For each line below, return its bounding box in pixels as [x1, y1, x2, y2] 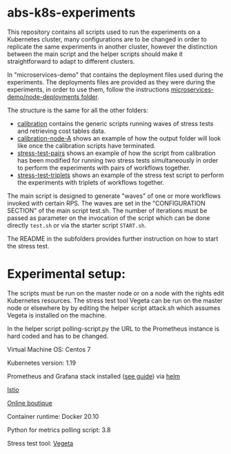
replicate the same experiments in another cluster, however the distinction [7, 42, 218, 51]
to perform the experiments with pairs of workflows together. [17, 163, 191, 172]
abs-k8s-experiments [7, 5, 136, 21]
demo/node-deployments [7, 92, 80, 101]
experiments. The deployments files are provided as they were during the [7, 78, 216, 86]
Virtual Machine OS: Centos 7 [7, 345, 91, 354]
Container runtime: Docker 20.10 [7, 412, 99, 420]
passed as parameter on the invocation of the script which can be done [7, 213, 210, 222]
